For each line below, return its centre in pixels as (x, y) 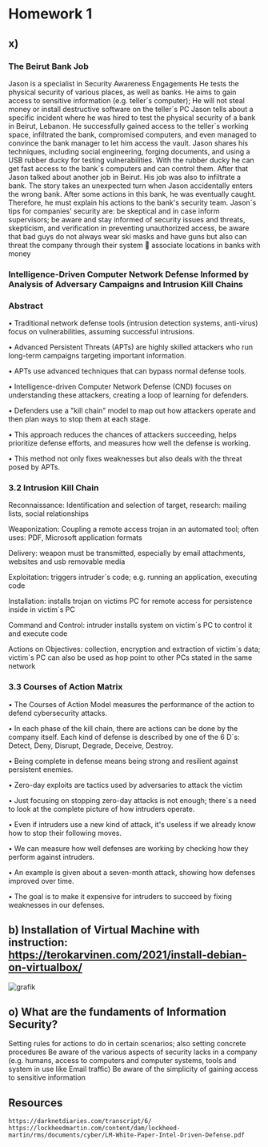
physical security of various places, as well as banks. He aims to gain (122, 92)
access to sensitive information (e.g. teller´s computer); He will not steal (127, 100)
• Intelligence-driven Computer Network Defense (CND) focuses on (120, 387)
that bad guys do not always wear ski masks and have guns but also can (128, 236)
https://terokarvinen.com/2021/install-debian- (128, 955)
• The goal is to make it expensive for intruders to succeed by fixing (120, 896)
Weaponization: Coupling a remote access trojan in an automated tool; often (134, 530)
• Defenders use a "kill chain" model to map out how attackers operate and (132, 411)
